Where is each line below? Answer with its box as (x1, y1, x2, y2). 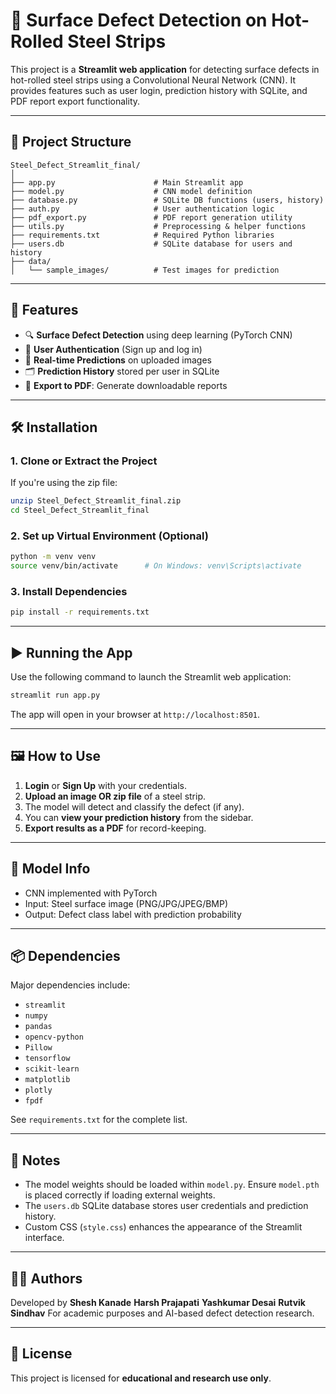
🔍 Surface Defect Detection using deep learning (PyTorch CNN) (24, 329, 293, 341)
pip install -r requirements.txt (10, 607, 150, 618)
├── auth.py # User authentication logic (10, 204, 275, 214)
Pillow (24, 1043, 53, 1053)
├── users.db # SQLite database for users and (10, 239, 293, 249)
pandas (24, 1022, 53, 1032)
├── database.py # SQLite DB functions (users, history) (10, 195, 325, 205)
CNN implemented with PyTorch (24, 887, 158, 899)
